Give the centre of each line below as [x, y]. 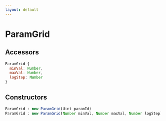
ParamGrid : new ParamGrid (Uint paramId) [48, 109]
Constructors [26, 98]
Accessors [22, 52]
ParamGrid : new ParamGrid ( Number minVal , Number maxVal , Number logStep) [84, 113]
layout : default [22, 10]
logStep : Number [26, 78]
